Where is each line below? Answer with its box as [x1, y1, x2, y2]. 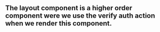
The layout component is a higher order [5, 4, 133, 12]
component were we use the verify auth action [5, 12, 155, 20]
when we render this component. [5, 19, 112, 28]
